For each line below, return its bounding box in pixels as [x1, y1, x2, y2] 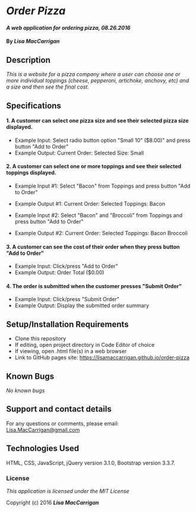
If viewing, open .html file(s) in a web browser [14, 347, 127, 355]
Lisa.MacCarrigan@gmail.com [6, 426, 80, 433]
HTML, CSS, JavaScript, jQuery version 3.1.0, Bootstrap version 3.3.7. [6, 459, 175, 466]
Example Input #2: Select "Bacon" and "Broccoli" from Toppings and [14, 211, 183, 219]
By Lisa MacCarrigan [6, 37, 60, 45]
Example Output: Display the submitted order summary [14, 302, 150, 309]
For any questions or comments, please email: [6, 420, 119, 427]
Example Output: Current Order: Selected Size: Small [14, 149, 144, 156]
